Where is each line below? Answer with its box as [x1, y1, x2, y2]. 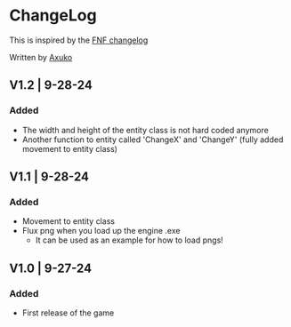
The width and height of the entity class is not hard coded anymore [21, 124, 269, 135]
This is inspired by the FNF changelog [9, 35, 149, 45]
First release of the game [21, 307, 115, 318]
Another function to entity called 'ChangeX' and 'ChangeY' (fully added [21, 134, 284, 145]
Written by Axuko [9, 52, 73, 62]
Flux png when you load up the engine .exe [21, 226, 181, 236]
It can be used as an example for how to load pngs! [35, 235, 224, 245]
